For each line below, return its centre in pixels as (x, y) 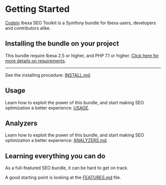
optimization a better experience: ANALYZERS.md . (57, 140)
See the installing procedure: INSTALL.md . (48, 75)
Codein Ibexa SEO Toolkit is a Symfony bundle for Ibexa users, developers (81, 23)
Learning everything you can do (55, 156)
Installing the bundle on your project (62, 44)
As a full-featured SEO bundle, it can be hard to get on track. (67, 168)
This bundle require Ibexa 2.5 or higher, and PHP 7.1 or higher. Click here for (82, 55)
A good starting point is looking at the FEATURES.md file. (63, 178)
